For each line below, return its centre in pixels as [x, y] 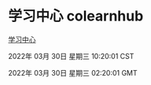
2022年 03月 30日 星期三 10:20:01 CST [71, 56]
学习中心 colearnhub [76, 16]
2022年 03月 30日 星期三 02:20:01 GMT [73, 72]
